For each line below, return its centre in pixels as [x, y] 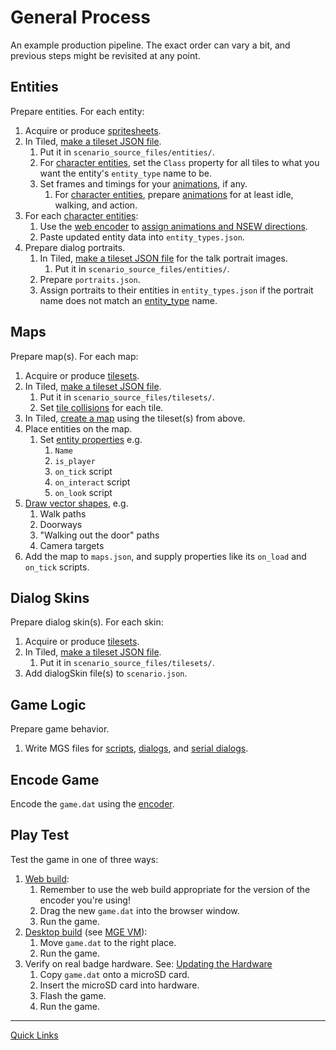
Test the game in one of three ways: [84, 859]
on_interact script [92, 482]
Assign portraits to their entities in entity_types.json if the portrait [176, 290]
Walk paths [63, 513]
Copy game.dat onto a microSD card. [114, 974]
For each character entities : [81, 215]
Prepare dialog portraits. [75, 247]
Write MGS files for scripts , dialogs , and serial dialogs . [136, 748]
